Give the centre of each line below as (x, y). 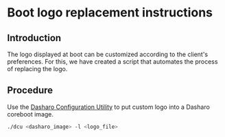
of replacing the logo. (37, 69)
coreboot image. (30, 114)
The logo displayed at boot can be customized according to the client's (108, 54)
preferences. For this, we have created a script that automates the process (113, 62)
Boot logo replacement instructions (110, 13)
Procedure (30, 90)
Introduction (34, 38)
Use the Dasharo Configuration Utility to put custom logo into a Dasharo (109, 107)
